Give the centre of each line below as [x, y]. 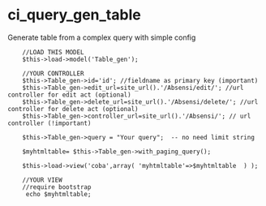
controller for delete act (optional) [73, 109]
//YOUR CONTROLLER [53, 73]
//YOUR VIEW [42, 180]
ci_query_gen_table [74, 15]
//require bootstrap [57, 187]
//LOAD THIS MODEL [53, 52]
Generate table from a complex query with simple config [102, 37]
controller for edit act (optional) [69, 95]
